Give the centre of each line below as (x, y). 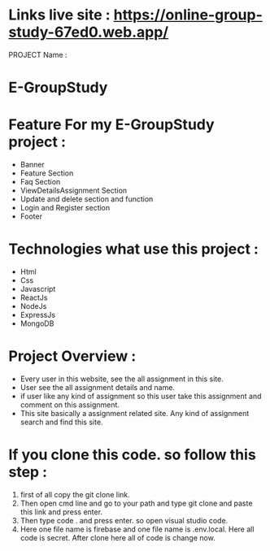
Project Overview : (72, 356)
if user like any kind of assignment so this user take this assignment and (141, 396)
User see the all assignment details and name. (97, 387)
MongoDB (37, 323)
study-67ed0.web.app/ (89, 32)
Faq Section (40, 182)
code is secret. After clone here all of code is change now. (118, 537)
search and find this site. (61, 422)
